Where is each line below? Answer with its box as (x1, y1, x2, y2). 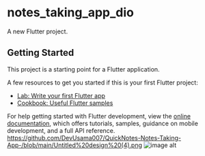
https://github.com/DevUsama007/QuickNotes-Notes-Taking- (7, 134, 181, 142)
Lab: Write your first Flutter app (16, 91, 106, 99)
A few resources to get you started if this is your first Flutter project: (7, 78, 198, 87)
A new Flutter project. (7, 27, 68, 35)
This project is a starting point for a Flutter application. (7, 65, 160, 73)
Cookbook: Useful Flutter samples (16, 99, 113, 107)
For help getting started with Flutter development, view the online (7, 112, 191, 120)
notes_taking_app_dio (7, 5, 135, 20)
